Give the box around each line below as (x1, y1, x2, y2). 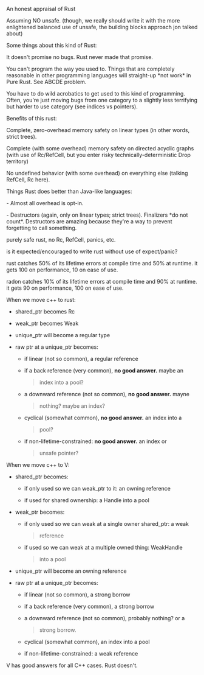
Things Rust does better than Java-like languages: (6, 188, 132, 195)
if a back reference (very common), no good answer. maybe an (24, 367, 184, 374)
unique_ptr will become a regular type (15, 332, 110, 338)
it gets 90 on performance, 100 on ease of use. (6, 284, 124, 292)
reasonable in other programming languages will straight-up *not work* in (6, 72, 191, 79)
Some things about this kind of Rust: (6, 42, 97, 49)
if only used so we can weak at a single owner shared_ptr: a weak (24, 520, 189, 527)
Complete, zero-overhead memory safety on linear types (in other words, (6, 127, 190, 133)
